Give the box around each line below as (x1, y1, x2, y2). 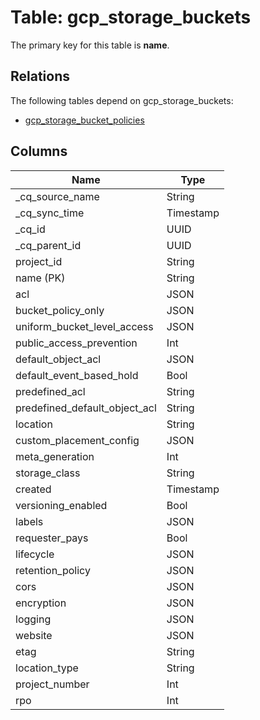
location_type (15, 661, 79, 675)
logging (15, 612, 52, 626)
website (15, 628, 53, 642)
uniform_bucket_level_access (15, 319, 154, 333)
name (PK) (15, 271, 66, 285)
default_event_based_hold (15, 368, 139, 382)
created (15, 482, 52, 496)
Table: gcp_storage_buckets (10, 6, 252, 29)
